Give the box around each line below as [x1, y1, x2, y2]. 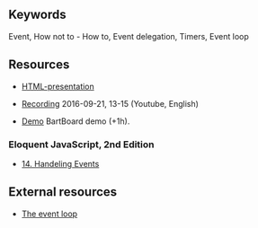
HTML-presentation [21, 81, 95, 92]
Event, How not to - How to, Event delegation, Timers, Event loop [8, 31, 249, 41]
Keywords [8, 7, 67, 22]
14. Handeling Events [21, 158, 100, 169]
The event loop [21, 208, 78, 219]
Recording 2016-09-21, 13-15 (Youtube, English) [21, 98, 200, 109]
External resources [8, 184, 118, 200]
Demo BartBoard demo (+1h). [21, 116, 130, 127]
